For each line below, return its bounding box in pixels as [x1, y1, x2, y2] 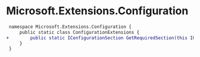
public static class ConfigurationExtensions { [19, 29, 140, 35]
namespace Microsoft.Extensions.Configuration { [8, 24, 132, 30]
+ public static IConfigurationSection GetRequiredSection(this [6, 34, 187, 41]
